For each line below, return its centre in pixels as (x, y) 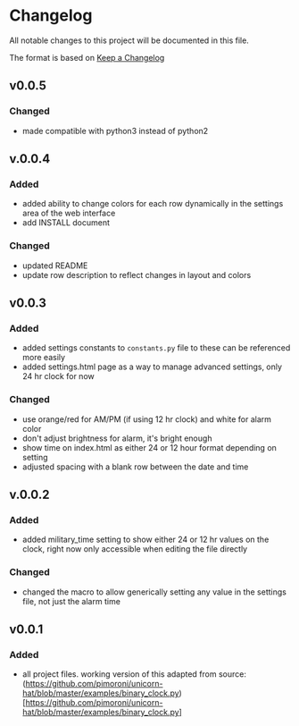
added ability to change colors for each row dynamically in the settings (153, 204)
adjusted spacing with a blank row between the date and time (135, 467)
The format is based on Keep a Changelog (87, 57)
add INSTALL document (66, 223)
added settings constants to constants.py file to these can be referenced (156, 348)
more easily (43, 358)
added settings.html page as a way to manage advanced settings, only (152, 367)
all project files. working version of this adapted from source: (134, 674)
